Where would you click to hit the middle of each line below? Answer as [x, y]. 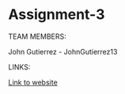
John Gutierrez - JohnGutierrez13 [63, 51]
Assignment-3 [57, 15]
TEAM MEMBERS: [38, 36]
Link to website [33, 82]
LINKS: [19, 67]
